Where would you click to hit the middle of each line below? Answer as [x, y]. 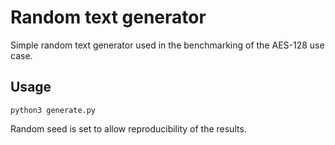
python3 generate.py [53, 110]
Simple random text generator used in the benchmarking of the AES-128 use [167, 45]
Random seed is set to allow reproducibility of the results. [128, 128]
